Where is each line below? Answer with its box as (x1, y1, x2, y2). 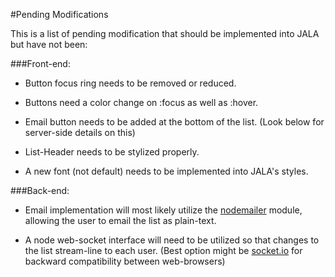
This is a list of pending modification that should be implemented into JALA (10, 28, 320, 39)
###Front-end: (10, 58, 71, 69)
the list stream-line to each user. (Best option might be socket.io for (24, 245, 303, 256)
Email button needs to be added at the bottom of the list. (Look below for (24, 116, 325, 128)
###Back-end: (10, 185, 70, 196)
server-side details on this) (24, 127, 136, 138)
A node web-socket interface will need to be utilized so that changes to (24, 234, 320, 246)
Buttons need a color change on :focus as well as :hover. (24, 97, 259, 108)
